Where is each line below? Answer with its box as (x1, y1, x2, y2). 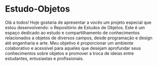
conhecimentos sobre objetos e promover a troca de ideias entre (5, 50, 134, 56)
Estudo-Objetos (5, 3, 70, 15)
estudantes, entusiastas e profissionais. (5, 55, 84, 61)
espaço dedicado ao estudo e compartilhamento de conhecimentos (5, 30, 140, 35)
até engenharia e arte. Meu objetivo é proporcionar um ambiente (5, 40, 134, 46)
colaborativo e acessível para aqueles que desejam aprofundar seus (5, 45, 141, 51)
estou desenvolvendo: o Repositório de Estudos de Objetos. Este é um (5, 24, 145, 30)
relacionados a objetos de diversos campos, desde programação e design (5, 35, 153, 41)
